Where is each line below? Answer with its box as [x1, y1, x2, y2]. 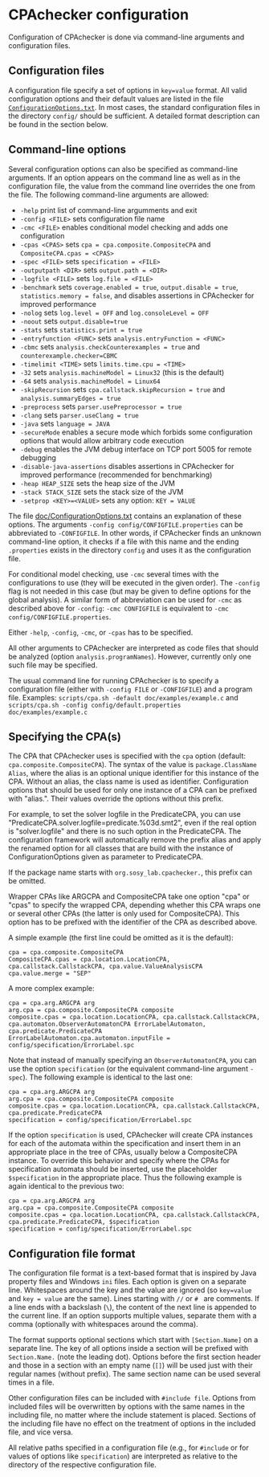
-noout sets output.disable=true [19, 316, 128, 326]
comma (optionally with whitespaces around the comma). [8, 1320, 198, 1329]
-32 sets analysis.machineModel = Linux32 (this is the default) [19, 367, 225, 377]
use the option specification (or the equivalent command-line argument [8, 1064, 249, 1074]
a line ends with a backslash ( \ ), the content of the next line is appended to [8, 1303, 257, 1312]
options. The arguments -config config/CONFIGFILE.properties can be [8, 520, 243, 529]
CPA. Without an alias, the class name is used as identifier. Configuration [8, 777, 249, 786]
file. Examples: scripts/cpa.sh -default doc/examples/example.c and [8, 692, 238, 702]
